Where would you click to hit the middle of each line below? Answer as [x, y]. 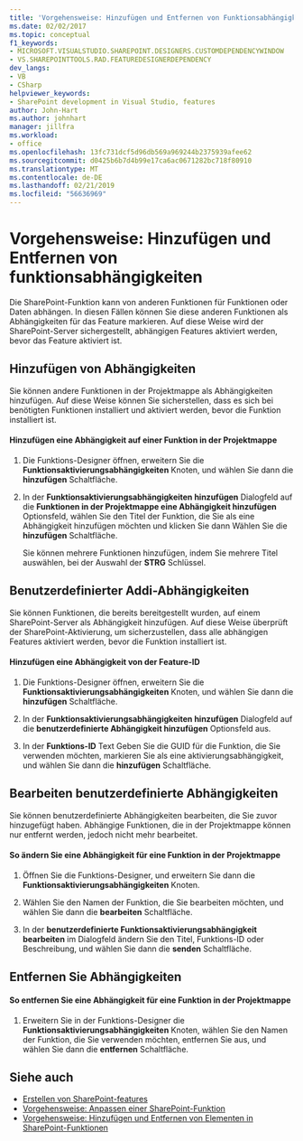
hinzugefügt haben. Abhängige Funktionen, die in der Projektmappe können [150, 825]
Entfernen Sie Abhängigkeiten [96, 977]
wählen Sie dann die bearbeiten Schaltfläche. [107, 912]
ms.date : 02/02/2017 [48, 26]
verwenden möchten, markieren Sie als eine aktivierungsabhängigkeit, [153, 755]
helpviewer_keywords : [50, 93]
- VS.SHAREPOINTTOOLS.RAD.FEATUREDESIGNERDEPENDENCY [110, 60]
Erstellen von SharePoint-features [85, 1099]
